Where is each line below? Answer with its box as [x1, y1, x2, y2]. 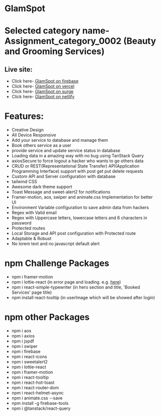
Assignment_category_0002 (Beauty [4, 36, 156, 47]
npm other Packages [4, 312, 90, 323]
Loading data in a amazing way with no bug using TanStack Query [11, 153, 144, 159]
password [11, 220, 32, 226]
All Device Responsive [11, 132, 56, 138]
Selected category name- [4, 25, 110, 37]
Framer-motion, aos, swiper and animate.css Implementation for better [11, 194, 153, 200]
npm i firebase [11, 349, 41, 354]
